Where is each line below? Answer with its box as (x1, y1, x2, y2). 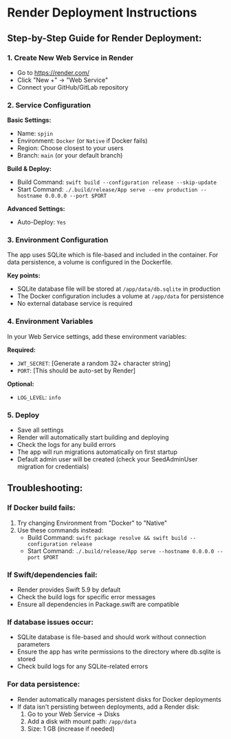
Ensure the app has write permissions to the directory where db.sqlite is (16, 647, 221, 656)
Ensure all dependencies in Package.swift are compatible (16, 601, 179, 609)
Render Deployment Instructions (7, 5, 197, 21)
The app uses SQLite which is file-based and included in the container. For (7, 251, 219, 259)
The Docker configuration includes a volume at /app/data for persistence (16, 292, 224, 300)
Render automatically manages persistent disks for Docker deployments (16, 695, 221, 703)
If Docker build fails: (7, 503, 76, 512)
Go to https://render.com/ (16, 68, 90, 76)
